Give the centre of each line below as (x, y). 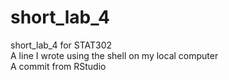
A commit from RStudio (58, 66)
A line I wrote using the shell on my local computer (114, 55)
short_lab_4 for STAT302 (61, 45)
